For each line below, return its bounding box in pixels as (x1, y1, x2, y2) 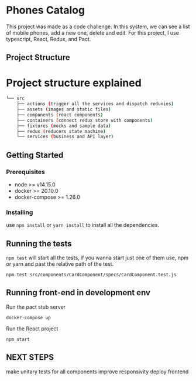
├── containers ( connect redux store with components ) (16, 117, 153, 123)
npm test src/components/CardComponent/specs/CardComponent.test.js (6, 272, 177, 278)
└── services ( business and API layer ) (16, 133, 114, 140)
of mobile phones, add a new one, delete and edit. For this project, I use (6, 29, 180, 36)
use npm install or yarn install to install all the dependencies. (6, 222, 160, 229)
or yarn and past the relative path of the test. (6, 260, 114, 268)
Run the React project (6, 325, 59, 332)
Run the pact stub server (6, 303, 66, 310)
